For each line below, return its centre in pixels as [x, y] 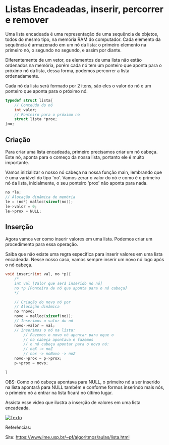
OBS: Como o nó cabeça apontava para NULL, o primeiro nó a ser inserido [83, 382]
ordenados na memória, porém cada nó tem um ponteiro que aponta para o [84, 65]
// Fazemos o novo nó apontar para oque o [69, 335]
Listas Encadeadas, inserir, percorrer [84, 9]
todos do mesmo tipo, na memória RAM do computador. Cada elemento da [83, 39]
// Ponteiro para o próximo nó [47, 115]
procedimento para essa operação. [42, 244]
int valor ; [26, 110]
